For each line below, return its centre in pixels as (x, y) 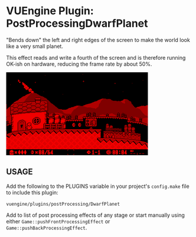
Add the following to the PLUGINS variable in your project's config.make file (98, 186)
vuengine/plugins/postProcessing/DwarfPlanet (63, 204)
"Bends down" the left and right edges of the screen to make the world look (98, 40)
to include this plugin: (32, 192)
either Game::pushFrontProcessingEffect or (58, 221)
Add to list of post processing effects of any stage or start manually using (95, 215)
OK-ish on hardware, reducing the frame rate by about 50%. (79, 64)
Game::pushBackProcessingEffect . (47, 228)
